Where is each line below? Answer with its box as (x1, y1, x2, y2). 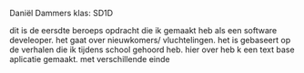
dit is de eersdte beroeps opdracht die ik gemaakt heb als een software (9, 25, 278, 35)
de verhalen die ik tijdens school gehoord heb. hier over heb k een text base (9, 44, 295, 55)
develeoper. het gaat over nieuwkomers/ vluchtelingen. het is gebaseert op (9, 35, 291, 45)
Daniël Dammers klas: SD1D (9, 8, 114, 18)
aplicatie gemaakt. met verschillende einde (9, 54, 170, 64)
